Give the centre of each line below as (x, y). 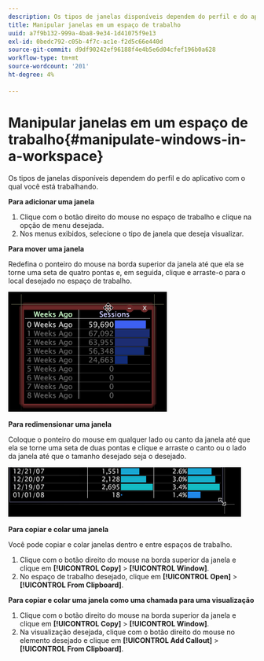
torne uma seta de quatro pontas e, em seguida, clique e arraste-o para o (127, 272)
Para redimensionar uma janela (60, 424)
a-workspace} (56, 156)
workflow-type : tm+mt (44, 58)
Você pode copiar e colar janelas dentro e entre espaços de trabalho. (120, 544)
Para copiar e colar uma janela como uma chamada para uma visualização (131, 600)
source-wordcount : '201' (49, 67)
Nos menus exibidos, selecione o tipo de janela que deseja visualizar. (132, 233)
